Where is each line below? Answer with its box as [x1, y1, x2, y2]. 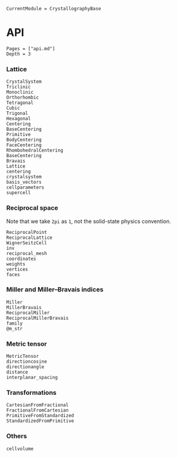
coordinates [6, 256, 36, 262]
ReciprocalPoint [6, 229, 47, 235]
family [6, 320, 23, 326]
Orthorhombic [6, 94, 39, 101]
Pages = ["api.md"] [6, 45, 56, 51]
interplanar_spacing [6, 375, 59, 381]
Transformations [6, 389, 57, 397]
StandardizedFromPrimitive [6, 418, 74, 424]
